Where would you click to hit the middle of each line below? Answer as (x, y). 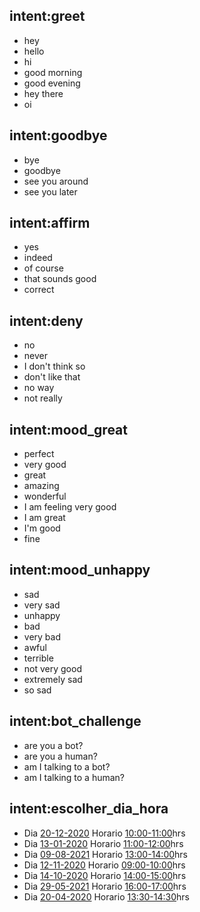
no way (39, 388)
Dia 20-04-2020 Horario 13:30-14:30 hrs (106, 896)
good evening (52, 83)
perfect (39, 454)
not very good (52, 668)
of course (43, 268)
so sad (37, 690)
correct (39, 290)
